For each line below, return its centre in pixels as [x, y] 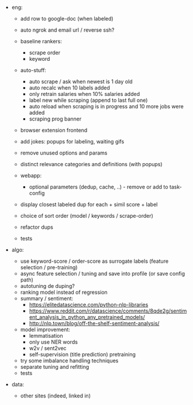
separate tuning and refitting [55, 367]
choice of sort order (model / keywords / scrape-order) [87, 216]
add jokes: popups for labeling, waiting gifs [72, 141]
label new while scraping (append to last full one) [88, 100]
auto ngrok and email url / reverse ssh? [67, 30]
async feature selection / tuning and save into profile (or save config [103, 274]
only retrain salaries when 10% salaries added [85, 94]
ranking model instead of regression [64, 292]
